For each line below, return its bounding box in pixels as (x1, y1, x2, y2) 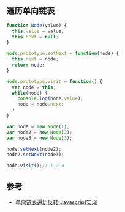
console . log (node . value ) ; (17, 95, 84, 102)
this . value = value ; (12, 28, 64, 34)
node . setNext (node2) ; (6, 146, 62, 152)
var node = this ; (12, 84, 56, 90)
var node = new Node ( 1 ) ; (6, 123, 70, 130)
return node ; (12, 62, 45, 68)
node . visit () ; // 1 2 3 (6, 163, 64, 169)
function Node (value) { (6, 22, 67, 29)
